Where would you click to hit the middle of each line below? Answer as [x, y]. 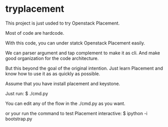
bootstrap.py [19, 119]
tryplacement [35, 9]
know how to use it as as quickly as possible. [53, 73]
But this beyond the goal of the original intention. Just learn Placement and [84, 68]
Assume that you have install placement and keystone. [63, 83]
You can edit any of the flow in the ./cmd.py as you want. [65, 103]
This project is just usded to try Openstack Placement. [62, 23]
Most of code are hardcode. [35, 33]
